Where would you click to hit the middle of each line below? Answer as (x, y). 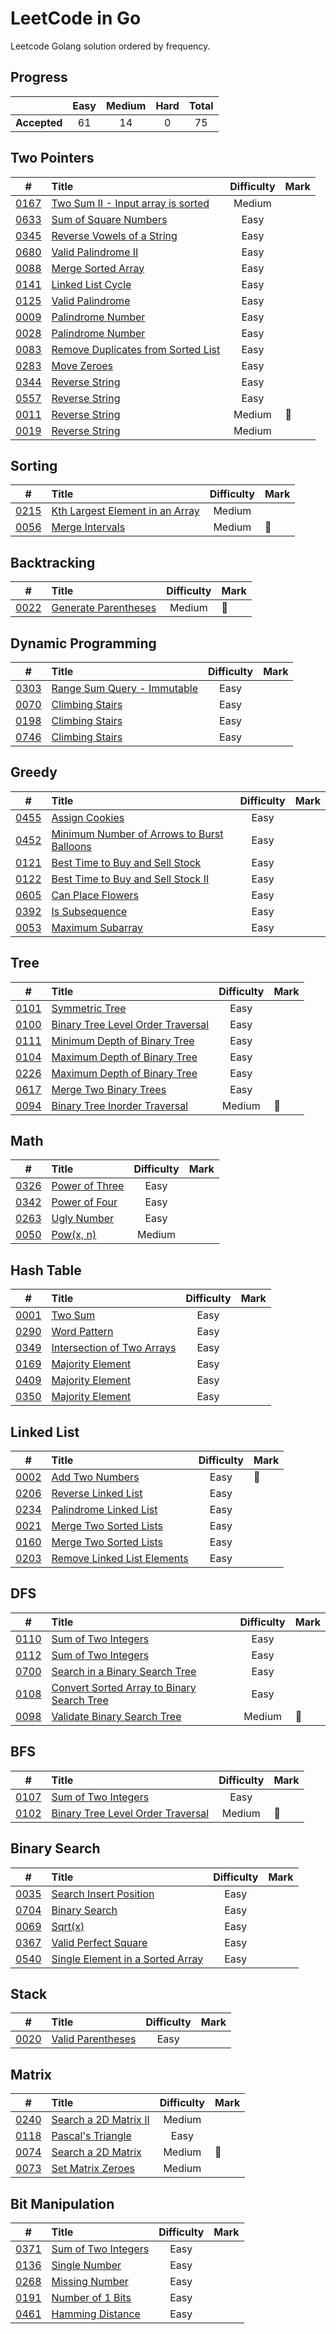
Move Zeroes (82, 365)
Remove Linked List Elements (120, 1559)
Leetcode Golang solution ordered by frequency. (110, 46)
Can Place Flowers (95, 895)
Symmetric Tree (89, 1008)
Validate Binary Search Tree (116, 1716)
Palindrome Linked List (104, 1510)
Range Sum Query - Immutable (124, 688)
